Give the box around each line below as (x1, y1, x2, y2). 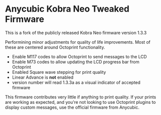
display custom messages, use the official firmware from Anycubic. (5, 104, 140, 110)
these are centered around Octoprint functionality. (5, 44, 105, 50)
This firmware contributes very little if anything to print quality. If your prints (5, 94, 157, 100)
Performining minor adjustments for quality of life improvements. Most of (5, 39, 151, 45)
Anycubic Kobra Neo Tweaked (5, 3, 129, 15)
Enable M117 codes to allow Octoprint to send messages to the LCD (12, 53, 147, 59)
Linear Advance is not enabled (12, 74, 74, 80)
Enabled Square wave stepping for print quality (12, 69, 106, 75)
